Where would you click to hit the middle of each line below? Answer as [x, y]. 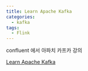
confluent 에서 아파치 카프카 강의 [44, 51]
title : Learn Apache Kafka [39, 11]
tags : [13, 28]
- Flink [21, 33]
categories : [21, 17]
